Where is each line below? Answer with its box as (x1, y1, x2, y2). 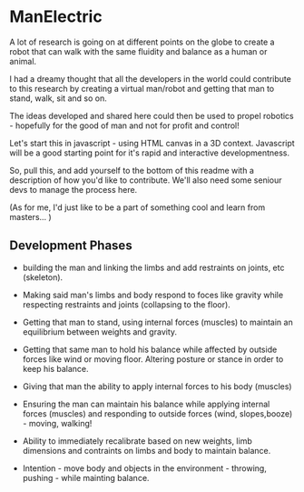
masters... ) (9, 211, 52, 222)
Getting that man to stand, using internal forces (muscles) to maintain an (22, 316, 293, 327)
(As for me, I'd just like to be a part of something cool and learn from (9, 202, 266, 213)
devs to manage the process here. (9, 184, 138, 195)
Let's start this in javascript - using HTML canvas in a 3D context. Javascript (9, 137, 295, 148)
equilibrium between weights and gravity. (22, 326, 178, 337)
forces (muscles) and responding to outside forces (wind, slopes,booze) (22, 407, 293, 419)
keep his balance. (22, 363, 89, 374)
